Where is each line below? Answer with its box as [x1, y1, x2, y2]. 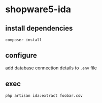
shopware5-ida [5, 4, 71, 15]
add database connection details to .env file [5, 65, 97, 71]
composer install [5, 37, 42, 42]
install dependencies [5, 24, 73, 33]
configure [5, 51, 37, 60]
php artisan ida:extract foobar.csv [5, 93, 83, 98]
